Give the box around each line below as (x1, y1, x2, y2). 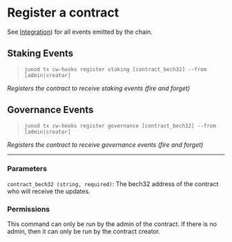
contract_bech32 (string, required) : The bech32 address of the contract (7, 179, 219, 188)
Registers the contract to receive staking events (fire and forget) (7, 84, 191, 92)
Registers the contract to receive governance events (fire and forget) (7, 140, 204, 149)
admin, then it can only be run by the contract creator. (7, 228, 161, 236)
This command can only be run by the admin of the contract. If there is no (7, 220, 217, 228)
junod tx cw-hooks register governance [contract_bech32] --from (23, 122, 216, 129)
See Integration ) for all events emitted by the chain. (7, 28, 153, 36)
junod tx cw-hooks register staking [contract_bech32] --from (23, 65, 207, 73)
